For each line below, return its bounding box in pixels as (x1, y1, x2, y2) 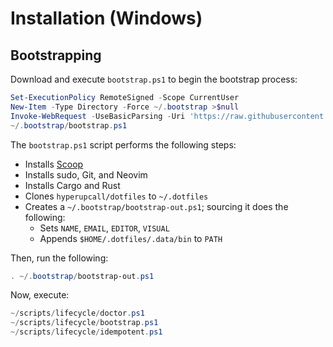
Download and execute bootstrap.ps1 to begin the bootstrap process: (10, 73, 298, 85)
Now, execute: (10, 289, 70, 301)
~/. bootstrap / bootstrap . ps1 (10, 120, 128, 131)
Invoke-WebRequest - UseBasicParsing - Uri (10, 111, 186, 121)
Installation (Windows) (10, 7, 203, 30)
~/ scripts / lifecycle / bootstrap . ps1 (10, 318, 159, 328)
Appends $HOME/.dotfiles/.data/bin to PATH (39, 232, 223, 244)
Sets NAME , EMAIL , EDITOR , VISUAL (39, 222, 170, 234)
